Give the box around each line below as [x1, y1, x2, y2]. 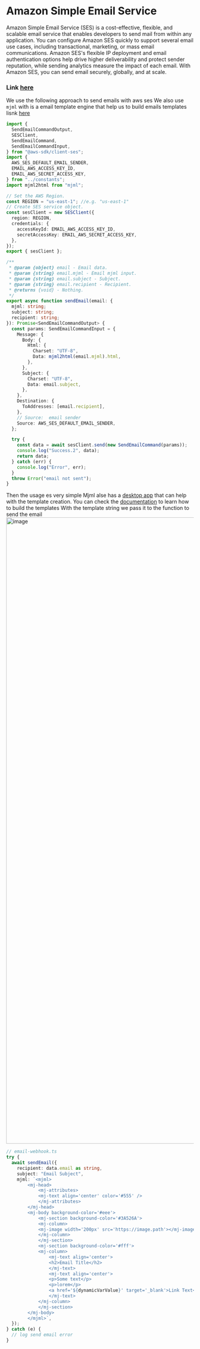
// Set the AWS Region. [6, 193, 65, 199]
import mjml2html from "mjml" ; [6, 182, 84, 188]
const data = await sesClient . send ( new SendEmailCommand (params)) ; [17, 442, 187, 448]
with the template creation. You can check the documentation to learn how [6, 498, 189, 505]
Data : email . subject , [27, 381, 82, 388]
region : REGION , [11, 215, 52, 222]
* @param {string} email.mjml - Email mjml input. [8, 271, 137, 276]
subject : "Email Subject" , [17, 1170, 84, 1177]
